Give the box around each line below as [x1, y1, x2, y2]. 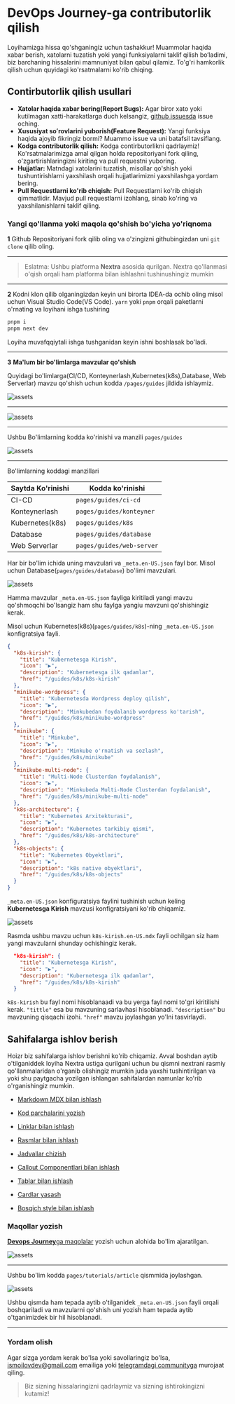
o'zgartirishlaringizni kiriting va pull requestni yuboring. [17, 156, 177, 165]
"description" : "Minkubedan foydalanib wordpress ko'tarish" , [20, 708, 205, 715]
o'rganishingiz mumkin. [7, 1082, 75, 1090]
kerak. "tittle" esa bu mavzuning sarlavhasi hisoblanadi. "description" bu [7, 1005, 225, 1014]
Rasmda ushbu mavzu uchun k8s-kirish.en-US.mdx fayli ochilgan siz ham [7, 932, 219, 940]
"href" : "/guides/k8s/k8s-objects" [20, 871, 124, 878]
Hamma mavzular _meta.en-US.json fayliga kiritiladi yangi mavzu [7, 593, 193, 601]
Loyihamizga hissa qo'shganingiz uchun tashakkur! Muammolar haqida [7, 43, 212, 51]
